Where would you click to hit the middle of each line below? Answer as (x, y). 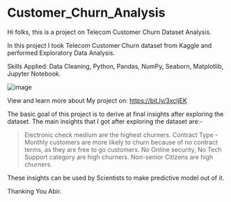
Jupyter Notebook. (34, 74)
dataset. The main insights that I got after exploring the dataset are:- (105, 121)
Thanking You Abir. (34, 191)
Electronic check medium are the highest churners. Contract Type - (121, 135)
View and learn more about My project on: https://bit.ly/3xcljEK (97, 100)
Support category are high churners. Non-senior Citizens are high (119, 157)
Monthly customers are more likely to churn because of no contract (121, 142)
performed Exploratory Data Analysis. (61, 53)
